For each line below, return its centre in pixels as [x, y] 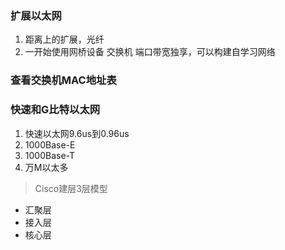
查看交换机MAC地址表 [63, 80]
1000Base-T [50, 155]
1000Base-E [50, 144]
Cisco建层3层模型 [71, 188]
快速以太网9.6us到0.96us [77, 133]
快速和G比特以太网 [55, 110]
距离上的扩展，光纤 [64, 39]
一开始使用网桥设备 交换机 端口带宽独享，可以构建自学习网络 [150, 52]
